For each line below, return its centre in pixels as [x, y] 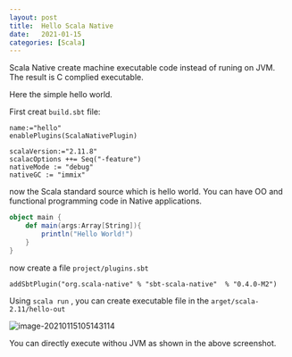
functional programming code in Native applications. [106, 201]
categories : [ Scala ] [48, 42]
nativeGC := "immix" [48, 175]
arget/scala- [235, 301]
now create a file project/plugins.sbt [79, 268]
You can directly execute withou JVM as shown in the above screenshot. [143, 343]
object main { [36, 218]
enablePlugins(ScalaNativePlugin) [74, 136]
